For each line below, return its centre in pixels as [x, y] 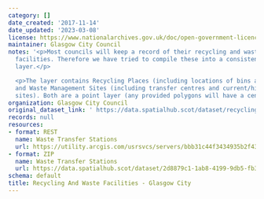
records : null [31, 118]
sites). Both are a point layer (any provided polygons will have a [130, 95]
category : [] [29, 15]
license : [22, 37]
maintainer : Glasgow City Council [65, 45]
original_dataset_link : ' [50, 110]
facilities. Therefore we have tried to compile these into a [119, 60]
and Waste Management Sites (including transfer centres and [117, 88]
